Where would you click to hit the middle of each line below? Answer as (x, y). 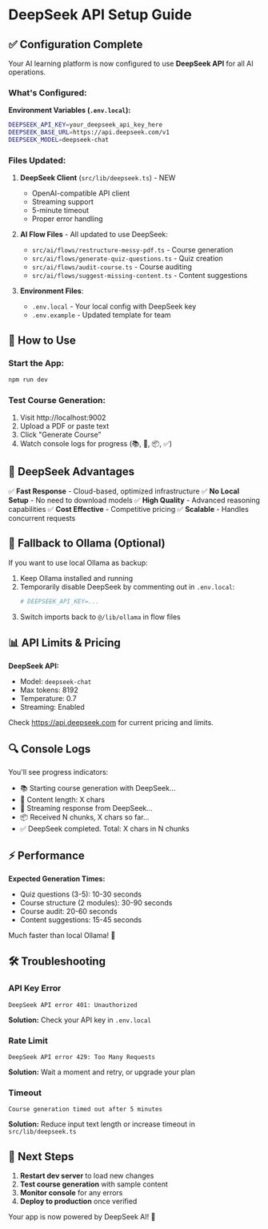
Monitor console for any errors (71, 1193)
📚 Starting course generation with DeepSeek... (98, 788)
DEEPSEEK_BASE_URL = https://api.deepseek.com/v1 (89, 133)
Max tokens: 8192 (49, 690)
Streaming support (63, 202)
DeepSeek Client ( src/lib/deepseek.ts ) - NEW (98, 178)
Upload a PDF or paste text (64, 426)
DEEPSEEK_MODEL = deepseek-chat (59, 140)
